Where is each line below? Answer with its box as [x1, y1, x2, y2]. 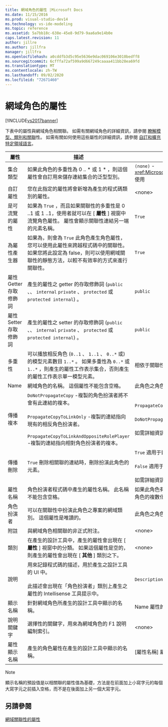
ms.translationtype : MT [5, 63, 55, 68]
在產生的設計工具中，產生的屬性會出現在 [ [27, 537, 126, 544]
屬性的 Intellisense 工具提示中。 [27, 590, 102, 597]
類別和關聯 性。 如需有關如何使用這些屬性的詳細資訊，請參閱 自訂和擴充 [13, 134, 161, 140]
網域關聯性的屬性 [5, 716, 40, 722]
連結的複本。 [42, 399, 72, 406]
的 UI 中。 [27, 568, 50, 575]
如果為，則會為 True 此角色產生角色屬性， [27, 234, 126, 241]
